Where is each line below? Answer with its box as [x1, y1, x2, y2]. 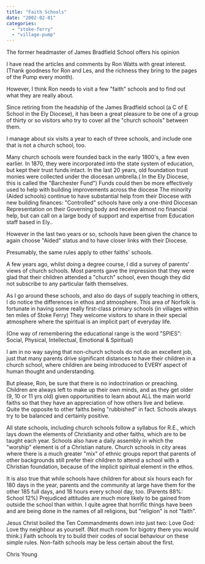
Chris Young [6, 551, 38, 558]
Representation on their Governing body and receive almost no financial [6, 206, 188, 213]
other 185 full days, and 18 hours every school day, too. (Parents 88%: [6, 488, 183, 495]
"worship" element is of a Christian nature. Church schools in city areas [6, 443, 187, 451]
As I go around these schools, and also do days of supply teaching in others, [6, 292, 199, 299]
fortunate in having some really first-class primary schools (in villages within [6, 305, 199, 312]
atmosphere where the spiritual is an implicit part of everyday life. [6, 318, 172, 325]
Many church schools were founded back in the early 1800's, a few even [6, 154, 190, 161]
